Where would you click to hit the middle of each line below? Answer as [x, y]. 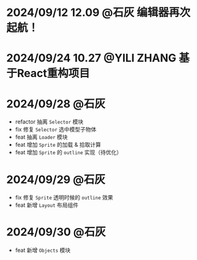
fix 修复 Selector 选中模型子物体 [56, 130]
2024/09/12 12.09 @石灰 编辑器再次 [98, 13]
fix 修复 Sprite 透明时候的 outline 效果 [64, 198]
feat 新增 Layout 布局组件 [47, 205]
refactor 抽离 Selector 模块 [49, 122]
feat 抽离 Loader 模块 [42, 137]
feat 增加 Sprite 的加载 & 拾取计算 [58, 145]
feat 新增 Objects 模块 [43, 250]
